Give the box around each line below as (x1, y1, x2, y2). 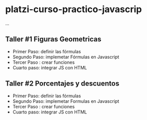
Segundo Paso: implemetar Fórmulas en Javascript (12, 54, 120, 60)
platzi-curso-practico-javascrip (5, 4, 142, 15)
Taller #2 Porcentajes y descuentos (5, 79, 120, 88)
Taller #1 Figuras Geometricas (5, 35, 101, 44)
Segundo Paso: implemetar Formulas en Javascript (12, 98, 120, 104)
